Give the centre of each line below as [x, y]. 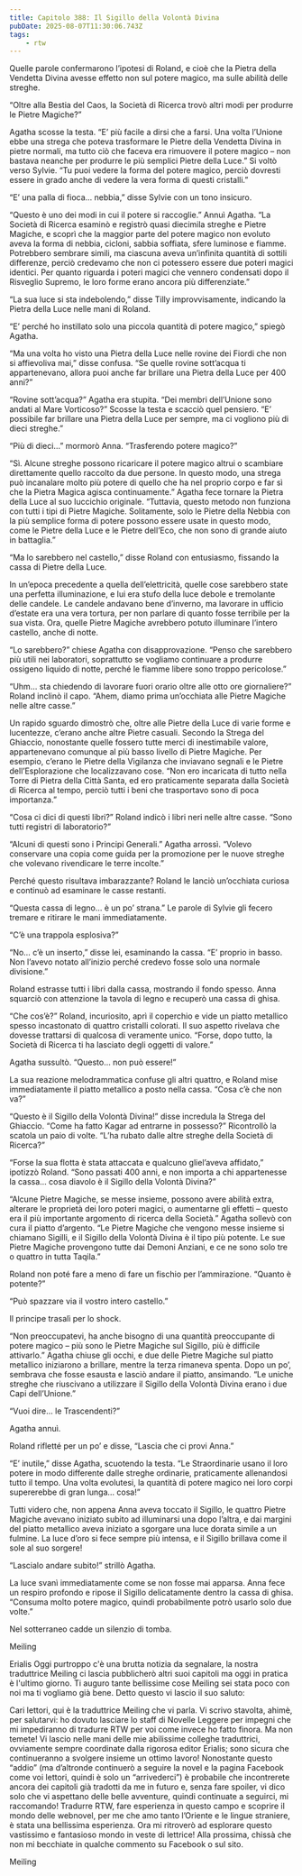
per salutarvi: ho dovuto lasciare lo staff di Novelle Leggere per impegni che [150, 1720]
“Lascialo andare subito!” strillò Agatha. [82, 1566]
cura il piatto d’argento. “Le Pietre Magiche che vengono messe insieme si [147, 1228]
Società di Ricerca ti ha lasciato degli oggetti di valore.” [111, 1045]
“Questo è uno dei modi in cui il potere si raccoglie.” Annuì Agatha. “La [140, 215]
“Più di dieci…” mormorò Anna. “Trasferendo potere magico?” [124, 446]
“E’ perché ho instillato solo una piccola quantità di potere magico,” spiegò [147, 326]
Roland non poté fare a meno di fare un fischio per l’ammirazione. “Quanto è [150, 1274]
